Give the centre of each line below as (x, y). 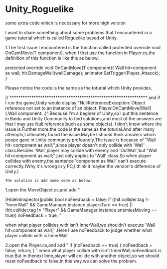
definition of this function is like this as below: (52, 58)
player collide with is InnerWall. (37, 235)
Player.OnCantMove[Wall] (125, 108)
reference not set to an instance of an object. (52, 108)
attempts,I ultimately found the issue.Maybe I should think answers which (81, 134)
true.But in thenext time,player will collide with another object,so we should (82, 256)
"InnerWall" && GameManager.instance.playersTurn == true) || (69, 204)
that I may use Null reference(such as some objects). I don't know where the (83, 124)
